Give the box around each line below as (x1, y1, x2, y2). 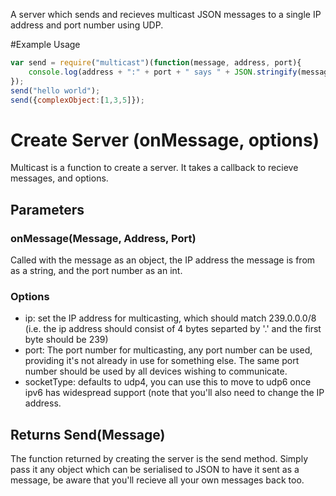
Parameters (10, 201, 85, 218)
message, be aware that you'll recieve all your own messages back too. (10, 474, 305, 486)
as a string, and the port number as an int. (10, 265, 183, 276)
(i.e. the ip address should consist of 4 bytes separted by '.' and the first (24, 323, 322, 335)
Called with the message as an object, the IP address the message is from (10, 254, 316, 266)
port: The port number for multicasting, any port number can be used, (24, 344, 313, 356)
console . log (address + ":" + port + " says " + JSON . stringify (28, 67, 298, 77)
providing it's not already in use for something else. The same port (24, 355, 300, 367)
